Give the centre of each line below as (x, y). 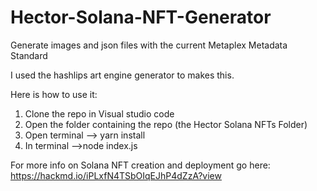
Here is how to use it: (54, 94)
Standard (29, 55)
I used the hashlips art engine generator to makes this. (122, 75)
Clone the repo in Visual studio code (99, 113)
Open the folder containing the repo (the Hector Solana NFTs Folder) (166, 124)
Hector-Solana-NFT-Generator (141, 17)
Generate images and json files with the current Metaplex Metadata (149, 45)
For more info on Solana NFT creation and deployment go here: (140, 165)
